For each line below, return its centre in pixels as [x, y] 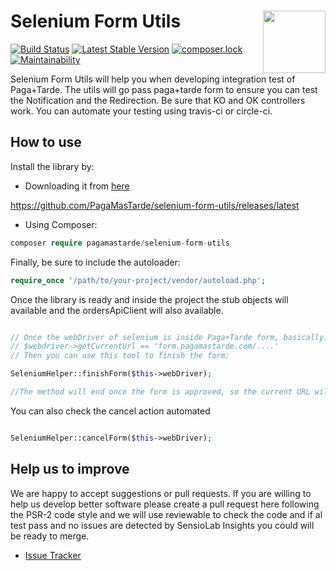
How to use [46, 142]
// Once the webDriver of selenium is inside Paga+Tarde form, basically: [169, 337]
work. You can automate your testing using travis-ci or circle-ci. [141, 111]
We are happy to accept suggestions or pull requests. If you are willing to [161, 493]
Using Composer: [61, 224]
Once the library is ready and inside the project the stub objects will [149, 299]
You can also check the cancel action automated [110, 411]
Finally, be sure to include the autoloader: [95, 262]
